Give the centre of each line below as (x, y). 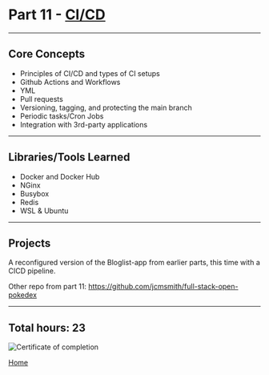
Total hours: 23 (47, 327)
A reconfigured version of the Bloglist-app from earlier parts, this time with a (134, 263)
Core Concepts (47, 54)
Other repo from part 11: (47, 287)
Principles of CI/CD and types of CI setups (90, 73)
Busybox (34, 193)
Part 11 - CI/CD (57, 15)
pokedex (23, 295)
